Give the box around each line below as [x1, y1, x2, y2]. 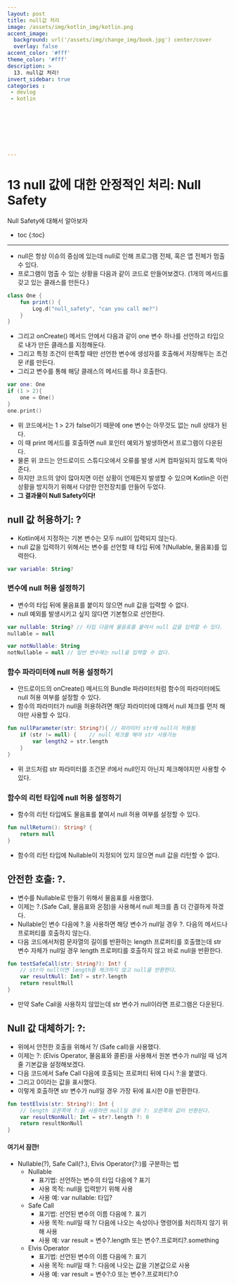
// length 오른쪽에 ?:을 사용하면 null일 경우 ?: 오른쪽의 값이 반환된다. [20, 1107, 211, 1114]
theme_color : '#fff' [7, 56, 68, 63]
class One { [7, 292, 42, 299]
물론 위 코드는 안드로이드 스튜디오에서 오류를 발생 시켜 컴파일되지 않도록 [17, 456, 215, 464]
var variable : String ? [7, 565, 74, 573]
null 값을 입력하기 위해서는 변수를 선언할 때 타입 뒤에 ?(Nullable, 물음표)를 [17, 542, 220, 551]
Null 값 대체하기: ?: [7, 1023, 86, 1035]
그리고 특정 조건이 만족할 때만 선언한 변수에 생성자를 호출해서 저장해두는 [17, 350, 215, 358]
